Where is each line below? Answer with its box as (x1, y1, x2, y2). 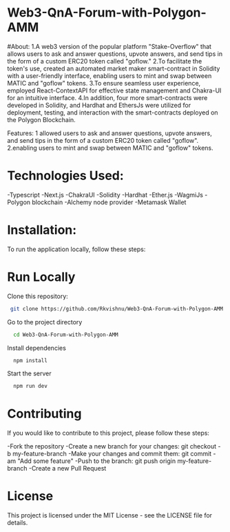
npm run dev (13, 383, 48, 390)
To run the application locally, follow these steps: (7, 245, 146, 253)
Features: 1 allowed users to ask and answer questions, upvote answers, (7, 129, 212, 137)
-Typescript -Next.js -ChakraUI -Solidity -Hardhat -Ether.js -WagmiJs (7, 190, 203, 199)
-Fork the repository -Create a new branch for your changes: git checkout (7, 442, 217, 451)
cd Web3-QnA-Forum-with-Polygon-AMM (13, 331, 118, 338)
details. (7, 519, 28, 527)
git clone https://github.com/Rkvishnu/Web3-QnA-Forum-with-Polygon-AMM (10, 305, 224, 312)
